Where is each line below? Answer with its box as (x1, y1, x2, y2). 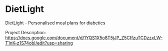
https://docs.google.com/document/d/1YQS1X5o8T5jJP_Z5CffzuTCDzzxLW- (5, 35, 163, 41)
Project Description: (5, 29, 46, 35)
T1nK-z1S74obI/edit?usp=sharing (5, 40, 73, 46)
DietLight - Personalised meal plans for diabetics (5, 20, 105, 26)
